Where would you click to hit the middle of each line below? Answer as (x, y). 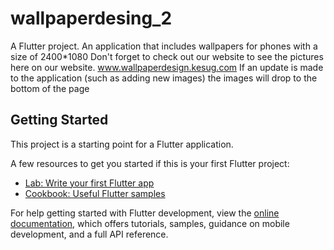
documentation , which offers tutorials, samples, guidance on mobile (150, 223)
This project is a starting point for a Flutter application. (122, 144)
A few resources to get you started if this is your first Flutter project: (150, 163)
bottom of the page (50, 88)
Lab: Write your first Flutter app (89, 183)
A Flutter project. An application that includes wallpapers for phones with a (164, 46)
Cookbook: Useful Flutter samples (95, 193)
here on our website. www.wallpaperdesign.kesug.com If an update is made (167, 67)
